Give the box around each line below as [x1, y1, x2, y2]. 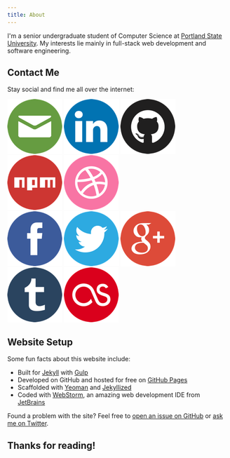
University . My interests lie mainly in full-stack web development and [7, 39, 207, 47]
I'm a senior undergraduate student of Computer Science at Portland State [7, 32, 222, 40]
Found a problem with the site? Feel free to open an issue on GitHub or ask [7, 412, 223, 420]
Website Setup [7, 336, 74, 348]
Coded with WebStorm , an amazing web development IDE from [17, 391, 201, 399]
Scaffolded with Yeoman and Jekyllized [17, 383, 132, 392]
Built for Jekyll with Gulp [17, 368, 88, 377]
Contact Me [7, 67, 60, 79]
